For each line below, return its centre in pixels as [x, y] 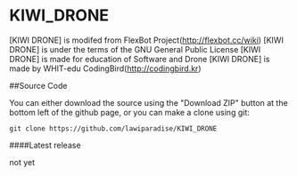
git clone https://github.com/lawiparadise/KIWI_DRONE [113, 128]
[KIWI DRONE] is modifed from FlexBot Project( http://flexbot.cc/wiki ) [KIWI [146, 40]
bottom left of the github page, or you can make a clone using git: [129, 112]
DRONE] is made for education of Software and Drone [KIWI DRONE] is [140, 59]
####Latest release [45, 145]
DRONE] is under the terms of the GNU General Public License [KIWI [135, 49]
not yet [22, 162]
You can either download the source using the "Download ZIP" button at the [148, 102]
